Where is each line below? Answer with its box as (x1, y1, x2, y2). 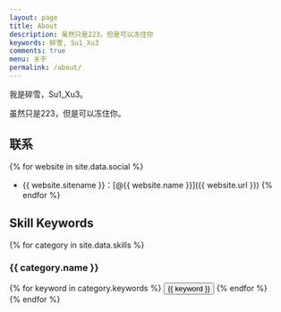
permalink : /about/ (9, 64, 82, 73)
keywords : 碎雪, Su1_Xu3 (9, 38, 99, 48)
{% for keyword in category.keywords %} (9, 282, 162, 293)
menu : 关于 (9, 55, 47, 64)
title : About (9, 22, 58, 30)
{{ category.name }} (9, 262, 99, 274)
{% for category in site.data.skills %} (9, 239, 145, 250)
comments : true (9, 47, 66, 56)
